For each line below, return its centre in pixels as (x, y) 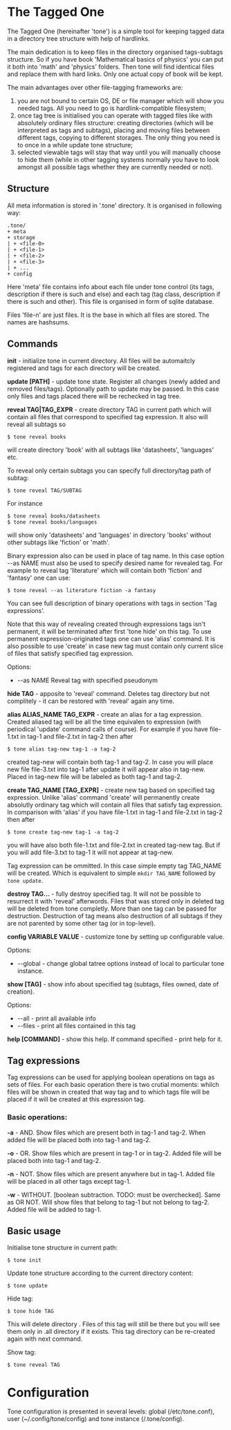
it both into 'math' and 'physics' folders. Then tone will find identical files (111, 66)
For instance (25, 503)
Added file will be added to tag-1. (54, 1209)
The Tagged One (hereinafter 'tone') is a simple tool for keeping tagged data (116, 31)
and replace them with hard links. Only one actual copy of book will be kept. (115, 74)
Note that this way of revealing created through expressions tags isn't (107, 624)
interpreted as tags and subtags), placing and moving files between (113, 130)
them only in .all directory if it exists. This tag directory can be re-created (111, 1332)
